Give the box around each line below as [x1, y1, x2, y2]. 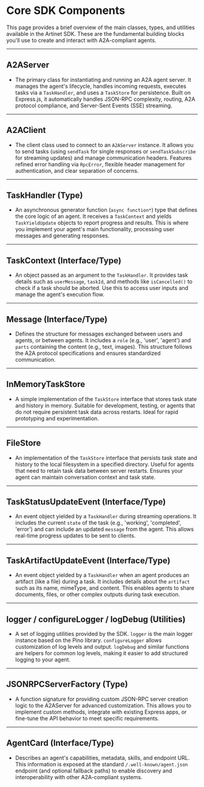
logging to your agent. [15, 656, 71, 663]
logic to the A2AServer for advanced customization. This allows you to [15, 701, 192, 709]
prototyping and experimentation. [15, 414, 99, 422]
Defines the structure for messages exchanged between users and [15, 330, 183, 337]
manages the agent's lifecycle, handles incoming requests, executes [15, 83, 187, 90]
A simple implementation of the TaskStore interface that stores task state [15, 395, 197, 402]
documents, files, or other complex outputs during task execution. [15, 591, 180, 598]
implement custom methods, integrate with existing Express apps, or [15, 708, 187, 715]
